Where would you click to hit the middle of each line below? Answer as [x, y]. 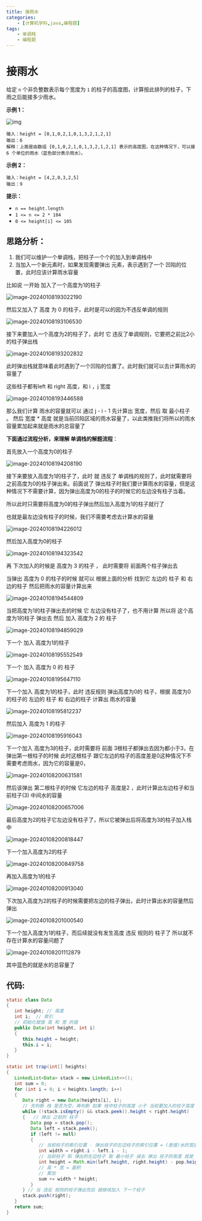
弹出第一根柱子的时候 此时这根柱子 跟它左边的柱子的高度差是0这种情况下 [96, 756]
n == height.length [39, 209]
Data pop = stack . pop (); [62, 1123]
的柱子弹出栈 [22, 341]
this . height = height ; [50, 1039]
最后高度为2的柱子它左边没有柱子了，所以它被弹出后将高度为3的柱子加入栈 [99, 819]
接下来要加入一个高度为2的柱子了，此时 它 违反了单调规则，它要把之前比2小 [100, 334]
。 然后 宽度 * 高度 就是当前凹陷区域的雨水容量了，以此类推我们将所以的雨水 [101, 418]
